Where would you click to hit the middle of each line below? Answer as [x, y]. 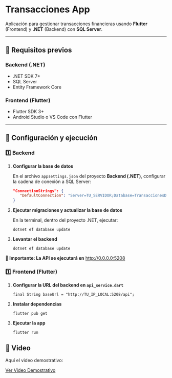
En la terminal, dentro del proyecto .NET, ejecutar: [65, 220]
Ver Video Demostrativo [30, 370]
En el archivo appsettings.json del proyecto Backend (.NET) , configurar [89, 176]
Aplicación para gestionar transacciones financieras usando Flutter [76, 24]
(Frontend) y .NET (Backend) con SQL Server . [54, 29]
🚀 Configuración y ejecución [51, 138]
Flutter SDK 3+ [28, 111]
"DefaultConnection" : [43, 196]
